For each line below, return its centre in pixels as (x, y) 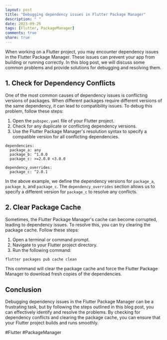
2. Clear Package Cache (43, 207)
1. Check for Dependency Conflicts (60, 83)
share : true (17, 38)
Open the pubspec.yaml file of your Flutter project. (63, 120)
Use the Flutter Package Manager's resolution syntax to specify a (80, 131)
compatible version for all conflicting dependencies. (66, 136)
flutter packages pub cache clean (41, 259)
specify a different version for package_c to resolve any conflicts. (72, 192)
